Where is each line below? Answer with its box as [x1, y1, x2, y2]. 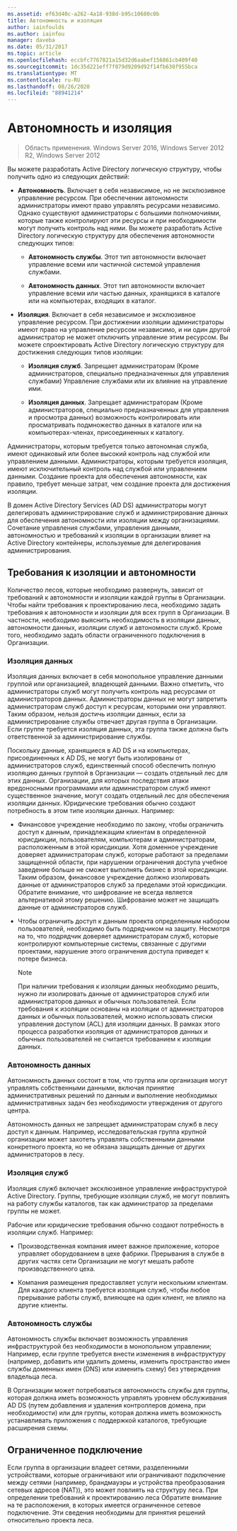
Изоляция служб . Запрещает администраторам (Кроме [28, 362, 200, 370]
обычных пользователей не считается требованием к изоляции [17, 1035, 211, 1044]
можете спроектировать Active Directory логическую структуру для [17, 341, 224, 349]
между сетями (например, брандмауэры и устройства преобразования [7, 1478, 225, 1486]
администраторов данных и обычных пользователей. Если [17, 997, 197, 1006]
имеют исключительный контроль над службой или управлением [7, 465, 207, 473]
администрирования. [7, 546, 72, 555]
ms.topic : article [7, 50, 62, 57]
